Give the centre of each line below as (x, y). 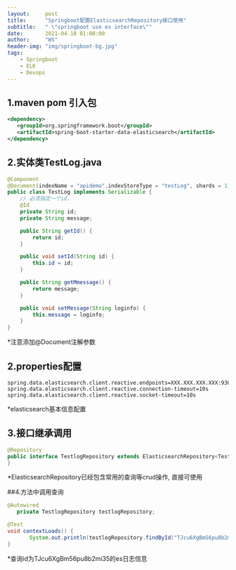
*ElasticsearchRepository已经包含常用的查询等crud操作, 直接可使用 (105, 477)
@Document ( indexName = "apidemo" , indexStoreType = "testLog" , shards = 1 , (119, 186)
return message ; (56, 289)
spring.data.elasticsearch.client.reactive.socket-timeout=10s (102, 395)
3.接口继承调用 (40, 433)
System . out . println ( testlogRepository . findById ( (101, 538)
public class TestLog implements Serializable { (80, 192)
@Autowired (23, 505)
